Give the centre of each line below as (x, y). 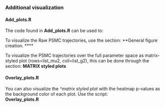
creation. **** (19, 46)
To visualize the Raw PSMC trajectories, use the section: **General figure (81, 40)
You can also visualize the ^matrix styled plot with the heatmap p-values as (83, 89)
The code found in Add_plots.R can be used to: (54, 31)
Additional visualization (34, 8)
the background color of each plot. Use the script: (57, 94)
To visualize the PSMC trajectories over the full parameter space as (74, 56)
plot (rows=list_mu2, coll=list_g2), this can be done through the (84, 61)
